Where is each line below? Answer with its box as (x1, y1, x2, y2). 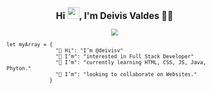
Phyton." (6, 65, 32, 72)
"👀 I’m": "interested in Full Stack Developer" (55, 52, 194, 60)
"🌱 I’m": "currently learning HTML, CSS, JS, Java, (55, 59, 207, 65)
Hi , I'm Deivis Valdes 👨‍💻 (56, 10, 174, 22)
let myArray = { (6, 41, 53, 48)
